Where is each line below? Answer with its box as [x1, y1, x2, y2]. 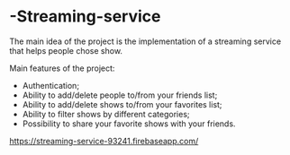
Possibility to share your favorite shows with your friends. [22, 118, 236, 129]
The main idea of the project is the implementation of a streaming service [9, 36, 282, 47]
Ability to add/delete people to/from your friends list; [22, 90, 218, 100]
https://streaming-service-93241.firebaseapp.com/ [9, 135, 199, 146]
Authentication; [22, 80, 79, 90]
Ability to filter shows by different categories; [22, 108, 190, 119]
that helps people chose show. [9, 45, 123, 56]
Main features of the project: [9, 63, 115, 73]
